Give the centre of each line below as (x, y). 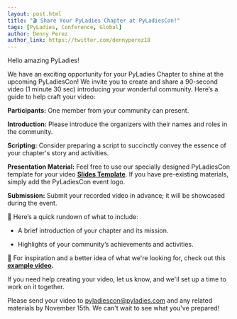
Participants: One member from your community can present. (98, 111)
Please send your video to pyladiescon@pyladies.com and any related (110, 301)
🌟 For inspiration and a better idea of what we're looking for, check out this (116, 258)
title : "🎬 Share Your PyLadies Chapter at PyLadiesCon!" (94, 21)
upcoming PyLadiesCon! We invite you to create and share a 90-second (112, 82)
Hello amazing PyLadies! (43, 60)
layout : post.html (34, 14)
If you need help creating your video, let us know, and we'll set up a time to (117, 279)
